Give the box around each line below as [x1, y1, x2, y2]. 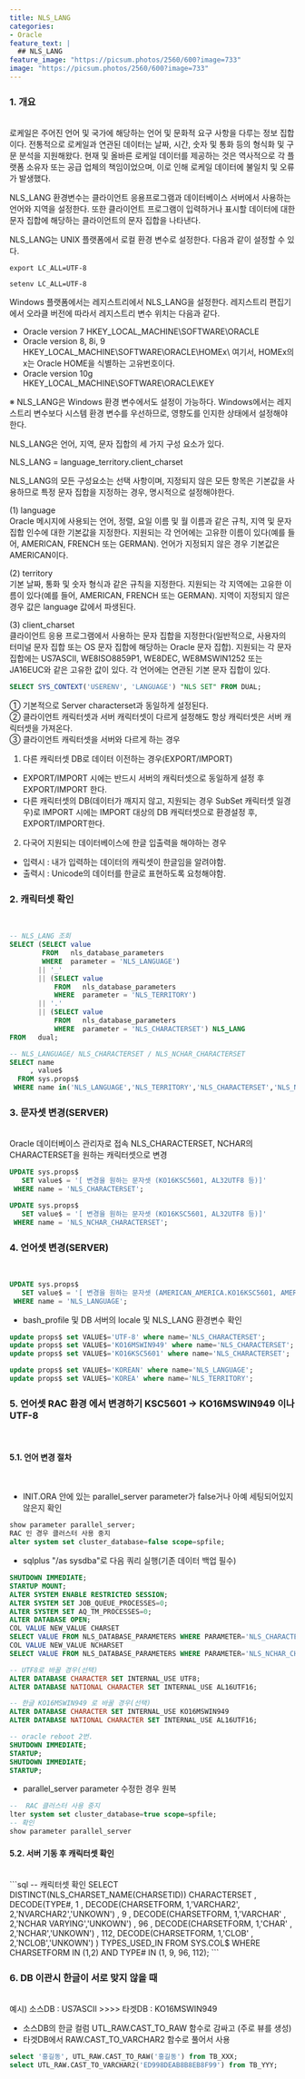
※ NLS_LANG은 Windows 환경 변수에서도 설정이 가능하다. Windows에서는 [9, 397, 275, 408]
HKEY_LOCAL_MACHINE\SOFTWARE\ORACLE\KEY [22, 378, 215, 389]
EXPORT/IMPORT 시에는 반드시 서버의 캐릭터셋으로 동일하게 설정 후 [22, 773, 265, 783]
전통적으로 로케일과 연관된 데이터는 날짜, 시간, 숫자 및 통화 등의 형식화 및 [28, 139, 285, 150]
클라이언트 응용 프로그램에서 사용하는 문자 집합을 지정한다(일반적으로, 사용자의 [9, 630, 287, 641]
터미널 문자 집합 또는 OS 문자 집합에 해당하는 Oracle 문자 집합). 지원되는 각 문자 [9, 642, 292, 653]
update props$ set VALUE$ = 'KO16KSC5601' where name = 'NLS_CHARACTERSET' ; [9, 1349, 290, 1358]
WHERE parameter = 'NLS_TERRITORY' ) [54, 990, 197, 1000]
